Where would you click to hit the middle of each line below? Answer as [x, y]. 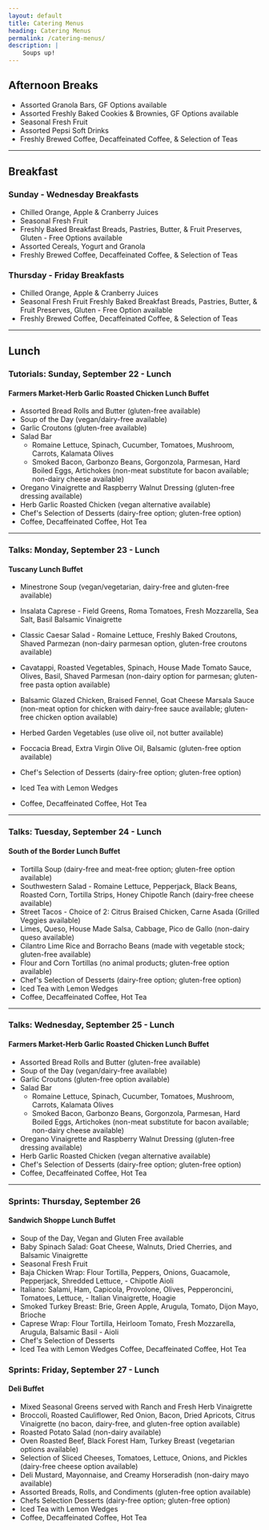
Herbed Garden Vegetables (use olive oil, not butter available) [122, 733]
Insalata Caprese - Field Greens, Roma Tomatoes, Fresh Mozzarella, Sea [139, 611]
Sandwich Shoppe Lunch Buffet [62, 1220]
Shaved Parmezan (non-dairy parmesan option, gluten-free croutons [133, 643]
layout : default [35, 16]
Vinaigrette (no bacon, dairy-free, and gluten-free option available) [130, 1423]
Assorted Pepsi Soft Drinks [64, 130]
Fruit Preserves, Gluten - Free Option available [96, 310]
